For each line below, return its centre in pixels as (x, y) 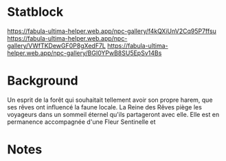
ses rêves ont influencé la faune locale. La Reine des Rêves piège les (105, 107)
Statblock (35, 12)
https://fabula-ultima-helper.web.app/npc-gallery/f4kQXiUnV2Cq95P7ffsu (112, 31)
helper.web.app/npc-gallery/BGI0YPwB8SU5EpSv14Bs (84, 53)
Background (43, 81)
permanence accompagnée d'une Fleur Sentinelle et (81, 122)
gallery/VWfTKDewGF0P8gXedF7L (57, 45)
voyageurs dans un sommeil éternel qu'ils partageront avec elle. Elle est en (113, 114)
